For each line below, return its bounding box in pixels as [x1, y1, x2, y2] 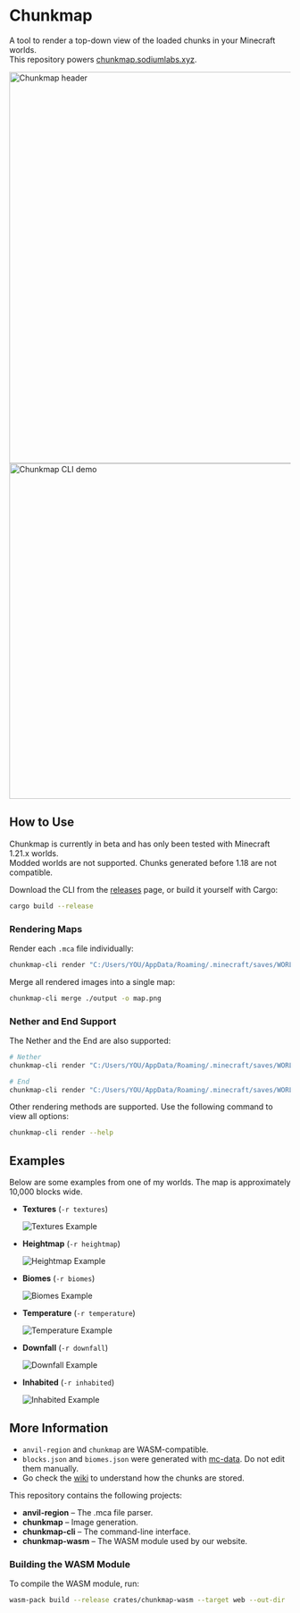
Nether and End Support [9, 1014, 117, 1027]
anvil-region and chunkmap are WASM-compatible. [21, 1444, 209, 1455]
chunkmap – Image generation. [21, 1516, 138, 1527]
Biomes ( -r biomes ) [21, 1273, 96, 1284]
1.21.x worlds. [9, 847, 60, 859]
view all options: [9, 1111, 70, 1122]
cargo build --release [9, 901, 94, 911]
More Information [9, 1420, 109, 1436]
